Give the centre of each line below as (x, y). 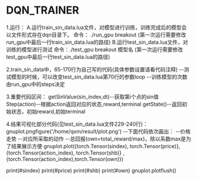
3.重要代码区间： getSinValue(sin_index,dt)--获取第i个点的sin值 (82, 96)
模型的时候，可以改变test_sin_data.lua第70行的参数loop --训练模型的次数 (99, 77)
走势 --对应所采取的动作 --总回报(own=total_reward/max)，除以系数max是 (96, 139)
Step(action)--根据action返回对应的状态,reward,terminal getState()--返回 (94, 104)
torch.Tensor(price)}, (155, 146)
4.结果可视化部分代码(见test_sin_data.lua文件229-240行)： (77, 124)
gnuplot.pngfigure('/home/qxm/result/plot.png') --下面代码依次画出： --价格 (98, 131)
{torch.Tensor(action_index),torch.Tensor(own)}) (65, 159)
